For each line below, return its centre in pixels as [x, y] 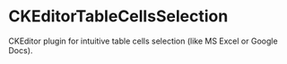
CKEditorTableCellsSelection [118, 16]
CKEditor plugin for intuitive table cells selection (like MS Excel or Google [143, 41]
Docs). [21, 50]
